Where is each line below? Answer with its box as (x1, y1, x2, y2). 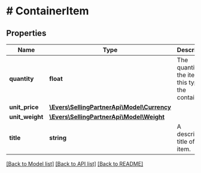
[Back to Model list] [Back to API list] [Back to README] (6, 160, 144, 167)
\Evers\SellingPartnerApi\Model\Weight (48, 113, 165, 121)
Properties (6, 28, 47, 38)
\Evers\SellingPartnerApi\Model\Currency (48, 103, 172, 111)
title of (176, 138, 195, 145)
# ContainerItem (6, 4, 89, 18)
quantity (9, 75, 34, 83)
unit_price (9, 103, 39, 111)
